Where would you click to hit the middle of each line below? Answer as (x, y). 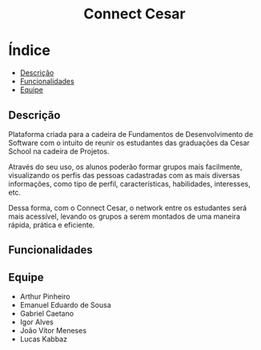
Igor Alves (37, 322)
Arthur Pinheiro (45, 296)
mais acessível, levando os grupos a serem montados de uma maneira (124, 216)
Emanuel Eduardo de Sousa (66, 305)
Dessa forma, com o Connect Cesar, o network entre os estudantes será (128, 207)
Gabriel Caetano (47, 314)
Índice (29, 51)
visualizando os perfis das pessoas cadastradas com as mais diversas (124, 175)
